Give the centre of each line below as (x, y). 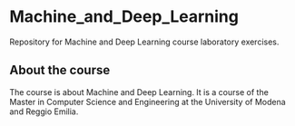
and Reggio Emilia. (44, 111)
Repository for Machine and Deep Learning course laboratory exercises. (144, 42)
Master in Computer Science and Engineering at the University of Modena (147, 102)
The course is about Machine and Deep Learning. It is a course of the (139, 92)
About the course (60, 70)
